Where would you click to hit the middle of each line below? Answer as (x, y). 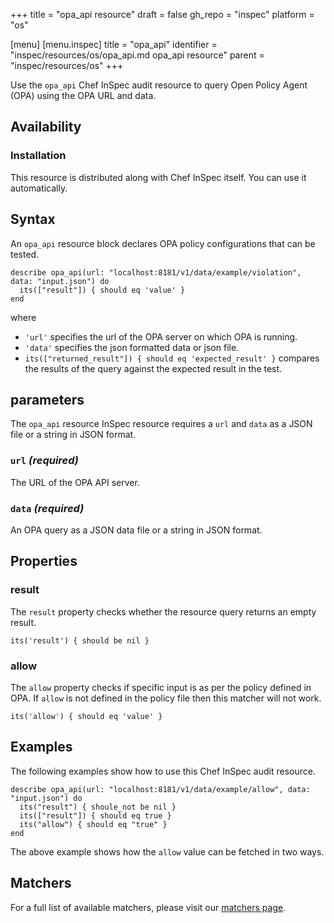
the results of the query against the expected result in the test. (153, 368)
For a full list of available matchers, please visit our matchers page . (148, 907)
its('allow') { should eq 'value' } (86, 716)
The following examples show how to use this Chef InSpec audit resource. (163, 771)
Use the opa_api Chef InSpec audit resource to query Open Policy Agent (159, 85)
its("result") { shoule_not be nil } (98, 807)
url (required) (44, 461)
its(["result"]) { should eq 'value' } (102, 290)
